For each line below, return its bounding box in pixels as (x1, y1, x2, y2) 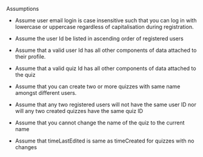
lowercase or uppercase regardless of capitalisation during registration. (15, 24, 194, 30)
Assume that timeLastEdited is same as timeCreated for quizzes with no (15, 137, 195, 144)
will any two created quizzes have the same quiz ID (15, 107, 144, 114)
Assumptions (6, 5, 39, 12)
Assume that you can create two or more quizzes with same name (15, 83, 181, 90)
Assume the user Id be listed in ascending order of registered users (15, 35, 184, 42)
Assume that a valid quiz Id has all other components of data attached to (15, 65, 196, 72)
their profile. (15, 53, 46, 60)
